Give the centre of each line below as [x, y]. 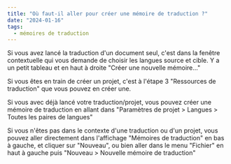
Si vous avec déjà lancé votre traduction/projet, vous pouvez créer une [110, 103]
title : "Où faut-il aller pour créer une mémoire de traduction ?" [108, 14]
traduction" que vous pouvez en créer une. [69, 89]
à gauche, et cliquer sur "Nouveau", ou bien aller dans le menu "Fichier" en [115, 146]
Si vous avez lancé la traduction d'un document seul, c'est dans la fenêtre [114, 53]
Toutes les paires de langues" [50, 117]
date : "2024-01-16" [36, 20]
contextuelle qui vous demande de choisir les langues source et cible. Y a [113, 61]
